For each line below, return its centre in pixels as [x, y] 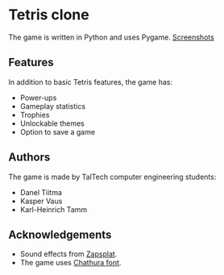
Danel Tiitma [41, 192]
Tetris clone [49, 15]
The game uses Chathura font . [71, 263]
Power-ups [38, 98]
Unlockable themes [52, 123]
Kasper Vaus [41, 201]
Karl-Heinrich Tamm [54, 209]
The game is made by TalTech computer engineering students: [112, 177]
